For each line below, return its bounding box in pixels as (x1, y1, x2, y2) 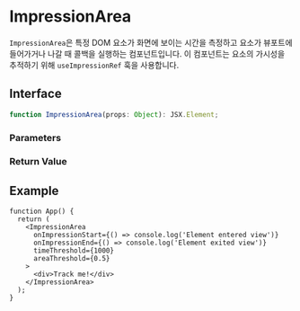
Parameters (9, 131, 61, 144)
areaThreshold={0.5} (32, 254, 110, 263)
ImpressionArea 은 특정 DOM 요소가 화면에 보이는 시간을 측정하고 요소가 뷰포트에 (9, 37, 294, 48)
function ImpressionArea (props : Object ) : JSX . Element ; (9, 110, 219, 119)
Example (9, 182, 59, 199)
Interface (9, 86, 62, 102)
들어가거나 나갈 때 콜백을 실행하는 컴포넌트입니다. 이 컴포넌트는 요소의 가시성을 (9, 48, 286, 59)
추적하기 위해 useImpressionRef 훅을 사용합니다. (9, 59, 180, 70)
